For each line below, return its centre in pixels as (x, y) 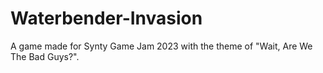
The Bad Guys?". (45, 56)
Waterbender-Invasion (106, 18)
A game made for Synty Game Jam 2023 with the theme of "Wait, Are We (161, 46)
